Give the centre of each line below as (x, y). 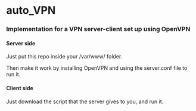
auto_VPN (31, 10)
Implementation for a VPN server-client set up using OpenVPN (98, 29)
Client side (20, 88)
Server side (21, 43)
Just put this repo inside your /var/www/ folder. (64, 57)
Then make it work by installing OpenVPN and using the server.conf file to (97, 68)
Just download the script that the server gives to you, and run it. (85, 101)
